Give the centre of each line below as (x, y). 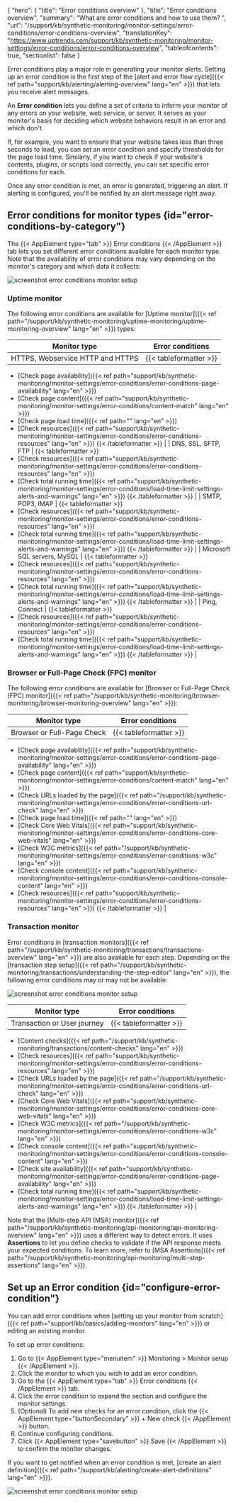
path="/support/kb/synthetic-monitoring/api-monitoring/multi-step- (106, 1257)
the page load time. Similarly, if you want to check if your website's (105, 157)
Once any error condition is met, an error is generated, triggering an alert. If (118, 186)
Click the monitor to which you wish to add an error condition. (108, 1373)
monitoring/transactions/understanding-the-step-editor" (90, 972)
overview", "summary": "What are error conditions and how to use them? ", (117, 18)
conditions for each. (36, 172)
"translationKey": (147, 33)
